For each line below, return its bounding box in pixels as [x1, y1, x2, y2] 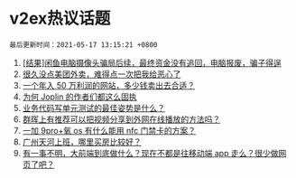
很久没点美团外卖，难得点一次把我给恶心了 [22, 69, 181, 80]
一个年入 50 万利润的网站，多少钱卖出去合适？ [22, 80, 196, 90]
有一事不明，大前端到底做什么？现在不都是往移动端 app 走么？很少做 [22, 147, 279, 158]
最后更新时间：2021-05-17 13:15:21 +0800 [9, 40, 158, 50]
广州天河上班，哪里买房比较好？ [22, 136, 142, 147]
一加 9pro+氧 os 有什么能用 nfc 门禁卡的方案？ [22, 125, 197, 136]
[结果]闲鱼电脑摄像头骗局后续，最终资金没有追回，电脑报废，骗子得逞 [22, 57, 282, 68]
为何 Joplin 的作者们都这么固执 [22, 91, 137, 102]
